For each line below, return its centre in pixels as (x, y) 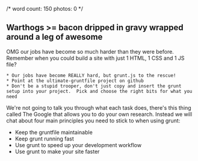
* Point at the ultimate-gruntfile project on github (75, 81)
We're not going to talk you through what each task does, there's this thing (99, 107)
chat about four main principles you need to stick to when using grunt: (93, 121)
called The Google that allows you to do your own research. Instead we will (99, 114)
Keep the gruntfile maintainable (54, 132)
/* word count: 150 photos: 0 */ (45, 9)
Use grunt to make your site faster (57, 151)
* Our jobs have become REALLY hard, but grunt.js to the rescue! (91, 75)
